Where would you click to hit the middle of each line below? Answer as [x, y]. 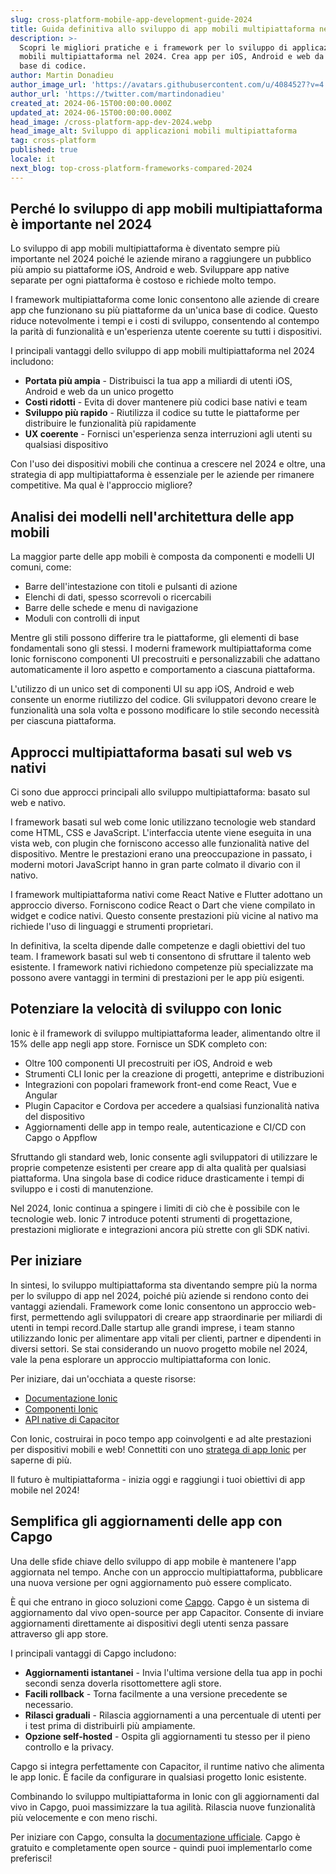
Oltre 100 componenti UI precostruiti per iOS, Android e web [148, 1063]
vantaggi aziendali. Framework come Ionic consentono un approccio [151, 1306]
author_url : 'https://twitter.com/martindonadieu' [118, 94]
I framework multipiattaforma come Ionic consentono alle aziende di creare [165, 300]
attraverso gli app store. [59, 1633]
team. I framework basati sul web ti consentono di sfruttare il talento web [161, 957]
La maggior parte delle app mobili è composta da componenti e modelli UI [162, 557]
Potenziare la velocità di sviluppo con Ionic [146, 1009]
